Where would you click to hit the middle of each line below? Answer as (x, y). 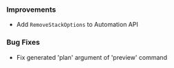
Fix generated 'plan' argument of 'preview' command (92, 57)
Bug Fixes (23, 43)
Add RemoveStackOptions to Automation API (77, 25)
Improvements (31, 10)
